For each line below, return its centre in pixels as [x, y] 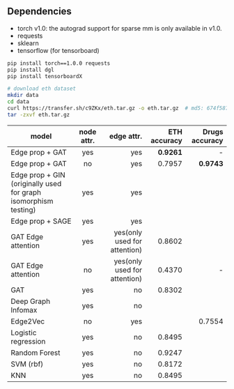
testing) [23, 210]
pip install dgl [31, 70]
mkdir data [23, 96]
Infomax [24, 310]
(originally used [36, 183]
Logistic [24, 333]
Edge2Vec [28, 321]
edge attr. [126, 136]
